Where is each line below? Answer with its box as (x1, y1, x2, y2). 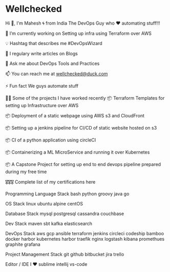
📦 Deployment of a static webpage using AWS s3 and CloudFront (5, 112, 145, 118)
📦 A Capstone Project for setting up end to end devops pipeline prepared (5, 161, 161, 167)
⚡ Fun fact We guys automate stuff (5, 82, 78, 89)
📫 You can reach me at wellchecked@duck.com (5, 70, 108, 77)
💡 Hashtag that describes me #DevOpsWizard (5, 40, 102, 46)
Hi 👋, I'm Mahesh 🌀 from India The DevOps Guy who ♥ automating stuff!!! (5, 20, 160, 26)
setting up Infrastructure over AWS (5, 102, 79, 108)
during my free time (5, 169, 47, 175)
